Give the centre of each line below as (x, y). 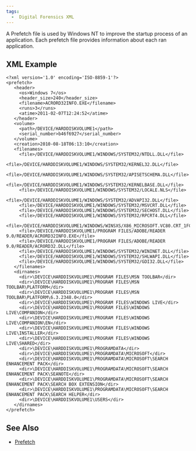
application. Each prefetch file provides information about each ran (86, 40)
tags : (13, 11)
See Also (22, 428)
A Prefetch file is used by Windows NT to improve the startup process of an (97, 33)
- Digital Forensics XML (43, 17)
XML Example (32, 64)
